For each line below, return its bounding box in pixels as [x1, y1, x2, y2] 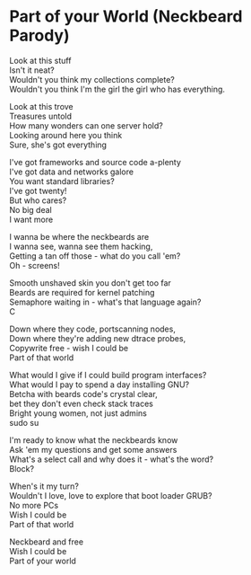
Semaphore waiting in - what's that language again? [9, 296, 202, 307]
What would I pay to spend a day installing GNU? [9, 379, 190, 390]
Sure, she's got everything [9, 139, 108, 150]
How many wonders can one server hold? [9, 119, 163, 131]
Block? [9, 463, 34, 473]
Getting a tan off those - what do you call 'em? [9, 250, 181, 261]
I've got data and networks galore [9, 166, 134, 177]
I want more [9, 214, 54, 225]
